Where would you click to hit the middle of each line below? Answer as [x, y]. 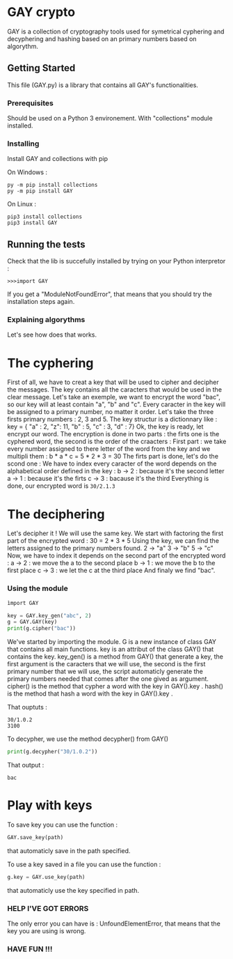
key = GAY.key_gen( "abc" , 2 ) [49, 615]
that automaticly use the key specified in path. [73, 890]
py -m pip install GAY [40, 191]
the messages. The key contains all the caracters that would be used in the [115, 390]
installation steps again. [41, 302]
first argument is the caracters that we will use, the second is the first [106, 664]
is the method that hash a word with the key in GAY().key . [90, 693]
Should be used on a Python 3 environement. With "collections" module [110, 118]
